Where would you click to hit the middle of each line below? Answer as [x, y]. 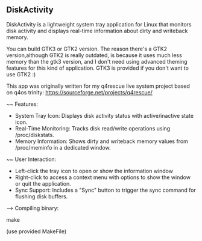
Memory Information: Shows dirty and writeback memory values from [102, 141]
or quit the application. [43, 183]
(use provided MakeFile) [36, 231]
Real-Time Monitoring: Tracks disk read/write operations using [93, 128]
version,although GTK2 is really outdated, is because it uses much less [94, 55]
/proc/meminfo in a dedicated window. [63, 147]
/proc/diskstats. [34, 135]
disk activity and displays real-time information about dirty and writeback [97, 31]
